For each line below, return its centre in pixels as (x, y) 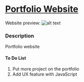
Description (20, 36)
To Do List (16, 58)
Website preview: (23, 23)
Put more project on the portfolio (46, 69)
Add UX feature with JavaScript (45, 74)
